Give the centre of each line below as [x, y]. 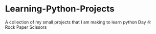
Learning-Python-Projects [60, 9]
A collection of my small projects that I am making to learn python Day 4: [78, 22]
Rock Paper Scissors [26, 27]
